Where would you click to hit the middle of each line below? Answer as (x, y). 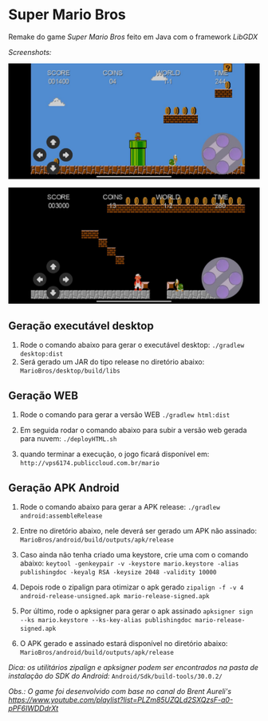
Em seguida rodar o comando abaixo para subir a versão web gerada (133, 430)
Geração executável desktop (81, 326)
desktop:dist (41, 354)
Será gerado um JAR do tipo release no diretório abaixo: (112, 362)
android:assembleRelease (61, 516)
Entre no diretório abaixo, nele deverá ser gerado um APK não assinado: (138, 531)
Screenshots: (30, 52)
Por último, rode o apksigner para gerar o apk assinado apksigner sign (136, 611)
